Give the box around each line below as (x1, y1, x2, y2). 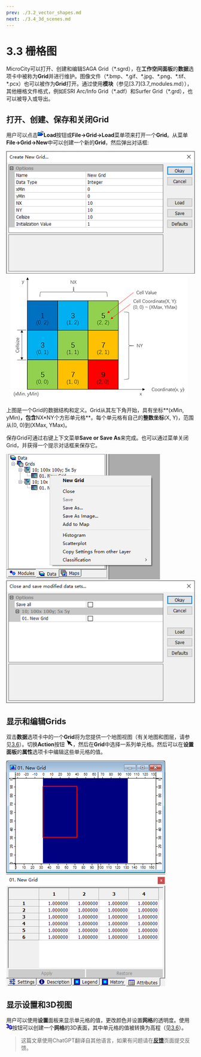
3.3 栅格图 (6, 44, 57, 58)
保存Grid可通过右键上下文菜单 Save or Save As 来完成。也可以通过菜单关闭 (6, 434, 189, 441)
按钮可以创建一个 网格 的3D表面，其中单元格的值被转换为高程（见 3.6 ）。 (12, 1024, 187, 1031)
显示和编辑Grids (6, 716, 67, 726)
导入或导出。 (22, 95, 54, 102)
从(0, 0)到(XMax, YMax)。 (6, 422, 71, 429)
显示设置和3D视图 (6, 1000, 72, 1010)
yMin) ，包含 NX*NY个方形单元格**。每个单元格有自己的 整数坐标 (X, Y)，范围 (6, 414, 194, 422)
